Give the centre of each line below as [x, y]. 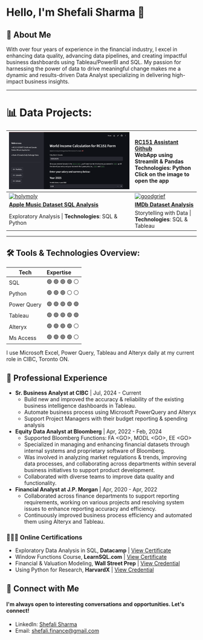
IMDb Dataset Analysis [164, 204]
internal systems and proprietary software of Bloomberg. [95, 450]
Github [143, 148]
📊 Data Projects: [49, 113]
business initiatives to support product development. [89, 470]
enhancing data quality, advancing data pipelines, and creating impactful [97, 56]
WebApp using [154, 155]
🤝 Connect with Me [43, 589]
